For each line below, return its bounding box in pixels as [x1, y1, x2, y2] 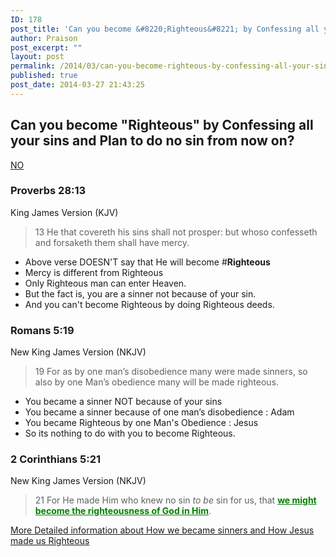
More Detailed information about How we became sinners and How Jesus [10, 524, 315, 536]
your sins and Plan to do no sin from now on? [10, 132, 295, 150]
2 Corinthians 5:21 [10, 452, 102, 466]
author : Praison [10, 33, 78, 43]
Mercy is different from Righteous [24, 266, 164, 278]
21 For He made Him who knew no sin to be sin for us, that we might [34, 494, 317, 506]
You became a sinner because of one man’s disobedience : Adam [24, 406, 295, 418]
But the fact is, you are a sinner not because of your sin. [24, 287, 257, 300]
